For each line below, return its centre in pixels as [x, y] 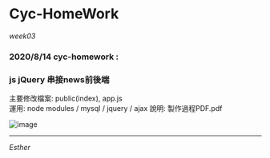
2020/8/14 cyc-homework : [64, 57]
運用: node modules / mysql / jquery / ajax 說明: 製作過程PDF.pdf [116, 109]
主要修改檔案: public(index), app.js [66, 99]
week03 [22, 36]
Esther [20, 148]
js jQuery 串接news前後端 [59, 79]
